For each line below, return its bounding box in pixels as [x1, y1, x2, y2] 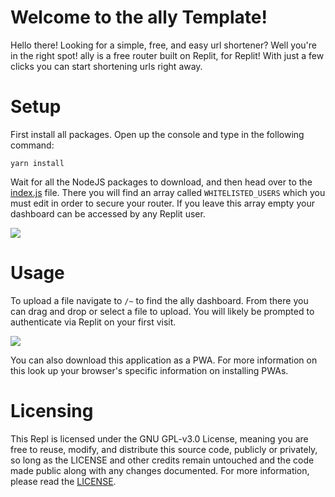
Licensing [10, 400, 94, 422]
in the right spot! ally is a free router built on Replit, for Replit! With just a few [10, 49, 325, 61]
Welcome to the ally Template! [10, 6, 268, 29]
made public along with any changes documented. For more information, [10, 464, 310, 476]
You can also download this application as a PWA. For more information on [10, 354, 318, 366]
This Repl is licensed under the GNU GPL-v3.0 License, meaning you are [10, 432, 309, 445]
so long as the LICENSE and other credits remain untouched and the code [10, 454, 315, 466]
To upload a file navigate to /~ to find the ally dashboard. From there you [10, 294, 309, 306]
